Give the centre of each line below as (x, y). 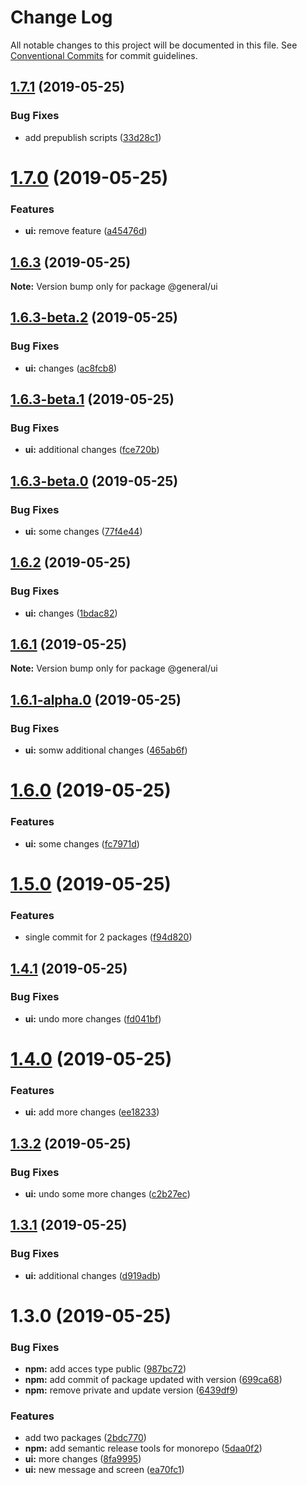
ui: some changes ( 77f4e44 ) (83, 531)
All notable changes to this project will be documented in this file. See (154, 45)
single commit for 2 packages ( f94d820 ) (108, 937)
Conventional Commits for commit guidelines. (104, 55)
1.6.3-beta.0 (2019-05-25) (94, 481)
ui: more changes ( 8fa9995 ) (83, 1459)
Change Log (61, 17)
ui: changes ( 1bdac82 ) (71, 613)
